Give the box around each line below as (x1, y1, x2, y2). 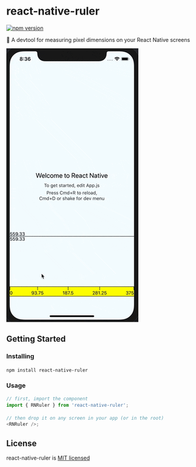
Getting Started (6, 334, 66, 344)
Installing (6, 352, 35, 361)
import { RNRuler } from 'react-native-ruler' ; (6, 402, 129, 408)
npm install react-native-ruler (6, 367, 88, 373)
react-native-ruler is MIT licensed (6, 454, 90, 462)
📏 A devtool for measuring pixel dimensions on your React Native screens (6, 36, 191, 43)
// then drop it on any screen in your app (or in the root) (6, 415, 164, 421)
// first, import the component (6, 395, 88, 402)
